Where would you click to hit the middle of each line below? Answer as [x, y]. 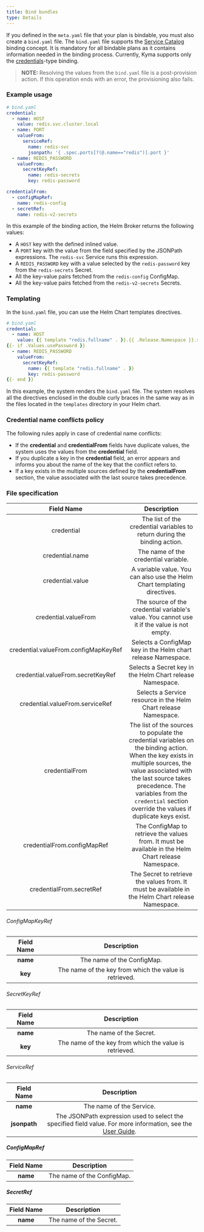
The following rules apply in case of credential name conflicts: [84, 433]
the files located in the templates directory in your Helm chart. [84, 404]
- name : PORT [28, 130]
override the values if [161, 808]
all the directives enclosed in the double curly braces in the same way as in [100, 398]
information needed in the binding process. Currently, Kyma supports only [99, 54]
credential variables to [161, 527]
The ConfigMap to [161, 826]
